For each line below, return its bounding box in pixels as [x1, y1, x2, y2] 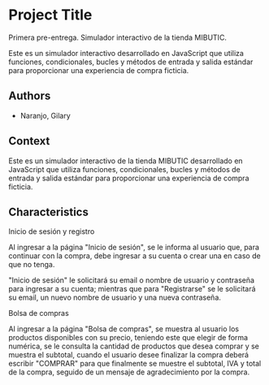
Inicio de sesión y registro [8, 227, 95, 236]
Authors [8, 89, 51, 103]
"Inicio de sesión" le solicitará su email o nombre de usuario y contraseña [8, 275, 254, 285]
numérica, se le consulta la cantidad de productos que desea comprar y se [8, 341, 260, 351]
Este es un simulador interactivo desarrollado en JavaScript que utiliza [8, 48, 244, 58]
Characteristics [8, 205, 89, 218]
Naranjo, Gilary [20, 110, 71, 120]
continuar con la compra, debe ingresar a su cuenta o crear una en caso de [8, 251, 262, 261]
